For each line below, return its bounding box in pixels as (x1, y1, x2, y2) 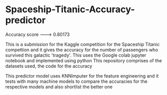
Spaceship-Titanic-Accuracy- (5, 4, 135, 15)
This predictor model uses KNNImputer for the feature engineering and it (5, 73, 159, 79)
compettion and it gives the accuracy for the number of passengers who (5, 46, 158, 53)
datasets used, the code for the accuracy (5, 63, 92, 69)
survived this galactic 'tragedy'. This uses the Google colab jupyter (5, 52, 147, 58)
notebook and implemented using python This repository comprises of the (5, 57, 162, 63)
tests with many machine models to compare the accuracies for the (5, 78, 148, 84)
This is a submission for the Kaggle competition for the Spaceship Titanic (5, 41, 160, 47)
